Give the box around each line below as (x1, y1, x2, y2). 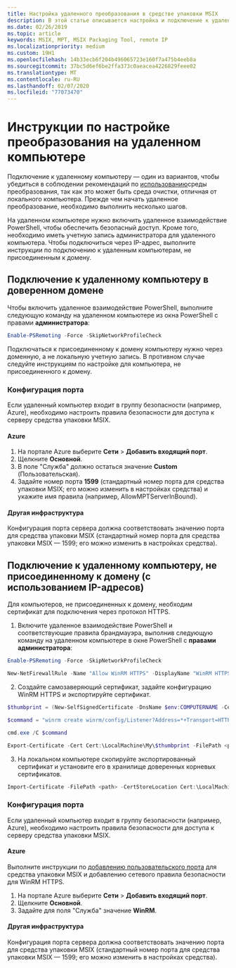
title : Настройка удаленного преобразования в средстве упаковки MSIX (7, 10, 218, 18)
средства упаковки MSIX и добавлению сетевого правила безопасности (7, 870, 226, 879)
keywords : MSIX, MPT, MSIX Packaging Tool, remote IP (7, 37, 169, 44)
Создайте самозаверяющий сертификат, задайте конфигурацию (17, 683, 212, 691)
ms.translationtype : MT (7, 69, 77, 76)
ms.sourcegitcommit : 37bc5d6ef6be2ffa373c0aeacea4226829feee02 (7, 63, 197, 70)
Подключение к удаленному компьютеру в (7, 274, 209, 286)
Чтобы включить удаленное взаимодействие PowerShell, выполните (7, 303, 213, 312)
